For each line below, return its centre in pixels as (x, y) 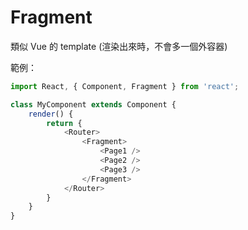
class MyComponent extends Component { (93, 104)
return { (64, 123)
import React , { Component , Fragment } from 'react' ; (125, 86)
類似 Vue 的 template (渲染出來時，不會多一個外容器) (119, 46)
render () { (51, 114)
